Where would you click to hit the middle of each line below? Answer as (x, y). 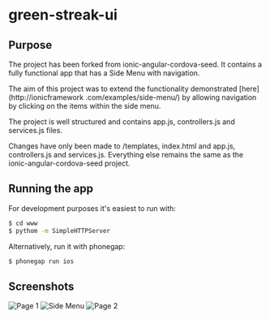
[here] (249, 88)
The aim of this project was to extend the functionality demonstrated (123, 88)
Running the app (51, 189)
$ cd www (23, 223)
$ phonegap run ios (41, 261)
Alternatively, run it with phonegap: (67, 246)
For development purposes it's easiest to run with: (92, 208)
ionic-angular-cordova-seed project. (69, 163)
